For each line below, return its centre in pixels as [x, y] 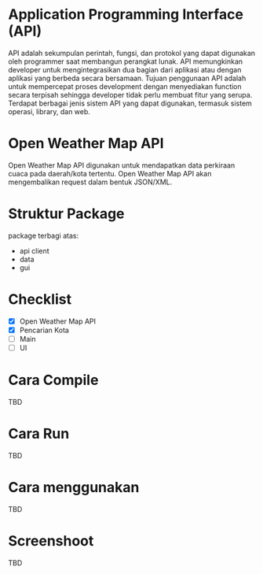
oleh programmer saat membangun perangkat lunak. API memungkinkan [126, 61]
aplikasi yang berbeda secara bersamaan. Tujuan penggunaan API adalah [127, 78]
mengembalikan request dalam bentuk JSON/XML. [90, 182]
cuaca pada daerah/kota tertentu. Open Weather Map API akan [110, 173]
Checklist [40, 299]
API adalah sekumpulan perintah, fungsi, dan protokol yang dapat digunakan [132, 53]
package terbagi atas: [44, 235]
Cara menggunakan [74, 488]
